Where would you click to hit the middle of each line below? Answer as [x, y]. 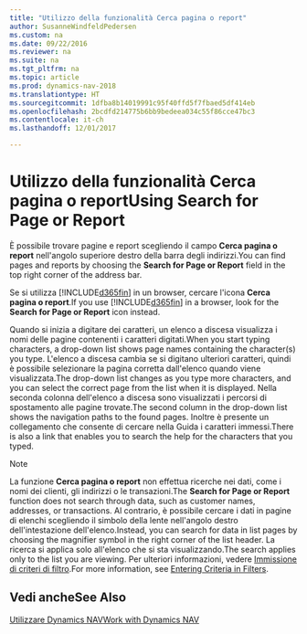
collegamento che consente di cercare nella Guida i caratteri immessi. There [152, 427]
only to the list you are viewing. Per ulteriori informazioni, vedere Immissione [153, 559]
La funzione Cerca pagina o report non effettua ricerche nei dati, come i [145, 481]
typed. [22, 446]
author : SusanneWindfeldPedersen [73, 26]
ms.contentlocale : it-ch [57, 120]
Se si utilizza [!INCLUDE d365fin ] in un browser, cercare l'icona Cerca [140, 292]
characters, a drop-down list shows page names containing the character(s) [153, 349]
